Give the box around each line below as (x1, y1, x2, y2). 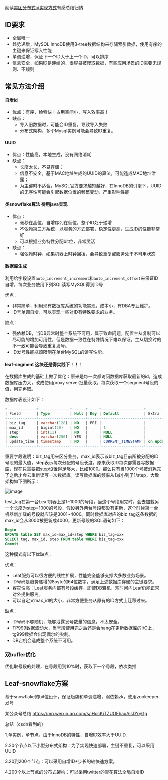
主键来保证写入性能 (12, 47, 52, 53)
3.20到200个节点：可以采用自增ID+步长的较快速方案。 (5, 758, 118, 764)
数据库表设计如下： (5, 397, 45, 403)
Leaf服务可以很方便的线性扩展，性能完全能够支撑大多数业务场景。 (12, 572, 149, 578)
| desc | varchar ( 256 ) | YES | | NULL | (5, 434, 146, 439)
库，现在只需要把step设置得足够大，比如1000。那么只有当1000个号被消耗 (5, 466, 157, 472)
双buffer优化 (5, 651, 36, 658)
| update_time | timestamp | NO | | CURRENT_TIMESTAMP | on (5, 439, 153, 444)
